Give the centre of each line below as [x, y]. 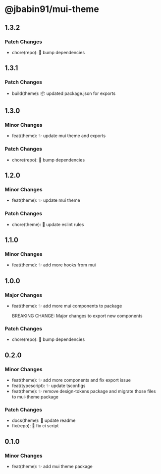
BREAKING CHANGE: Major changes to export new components [77, 316]
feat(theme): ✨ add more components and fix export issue [71, 380]
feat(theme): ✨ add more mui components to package [67, 306]
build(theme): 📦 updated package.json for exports [64, 93]
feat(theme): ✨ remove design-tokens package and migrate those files [84, 391]
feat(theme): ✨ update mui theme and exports [59, 136]
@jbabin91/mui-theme [52, 9]
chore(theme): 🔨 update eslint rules [48, 224]
